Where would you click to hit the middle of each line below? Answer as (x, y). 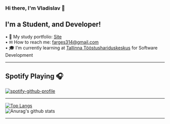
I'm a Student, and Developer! (53, 25)
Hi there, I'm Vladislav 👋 (35, 8)
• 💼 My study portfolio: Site (34, 36)
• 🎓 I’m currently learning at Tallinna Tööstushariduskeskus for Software (81, 48)
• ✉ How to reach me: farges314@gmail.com (52, 42)
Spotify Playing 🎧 (34, 76)
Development (19, 55)
